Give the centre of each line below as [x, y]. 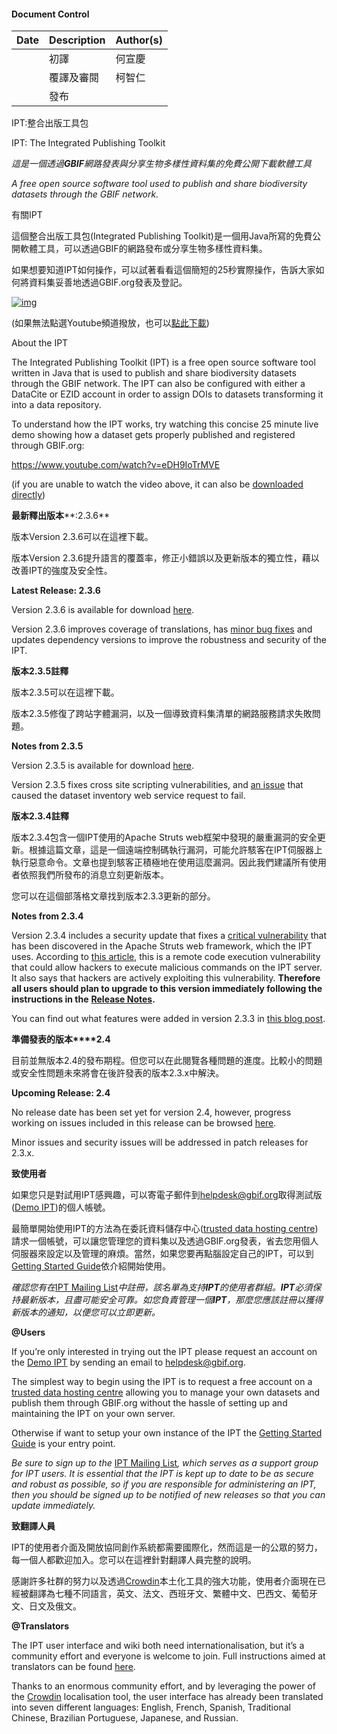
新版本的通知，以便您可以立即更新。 [86, 1312]
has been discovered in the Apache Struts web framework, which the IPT [162, 946]
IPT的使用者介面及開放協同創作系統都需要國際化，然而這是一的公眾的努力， [167, 1547]
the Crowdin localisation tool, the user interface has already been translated [167, 1697]
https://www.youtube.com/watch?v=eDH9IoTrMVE [116, 465]
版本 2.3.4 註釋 [40, 816]
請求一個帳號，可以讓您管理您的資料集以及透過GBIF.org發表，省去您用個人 [165, 1241]
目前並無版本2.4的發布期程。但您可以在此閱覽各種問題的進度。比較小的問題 [167, 1061]
